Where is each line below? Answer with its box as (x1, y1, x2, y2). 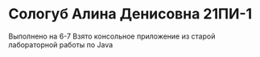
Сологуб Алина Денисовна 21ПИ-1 (8, 5, 253, 23)
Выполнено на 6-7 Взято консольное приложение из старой (8, 31, 216, 41)
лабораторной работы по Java (8, 39, 113, 49)
